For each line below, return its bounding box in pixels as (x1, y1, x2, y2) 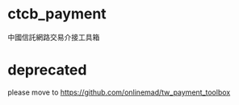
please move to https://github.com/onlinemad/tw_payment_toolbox (7, 87, 231, 97)
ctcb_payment (7, 5, 107, 23)
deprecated (7, 61, 87, 79)
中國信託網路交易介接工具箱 (7, 32, 100, 42)
